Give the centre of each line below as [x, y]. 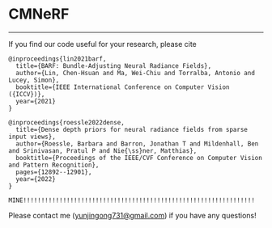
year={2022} [36, 179]
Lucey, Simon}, [34, 80]
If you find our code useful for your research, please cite [102, 44]
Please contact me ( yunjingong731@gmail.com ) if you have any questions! [132, 215]
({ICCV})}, [27, 94]
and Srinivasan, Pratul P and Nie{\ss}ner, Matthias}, [103, 150]
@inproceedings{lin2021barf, [57, 59]
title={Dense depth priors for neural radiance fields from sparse [132, 129]
